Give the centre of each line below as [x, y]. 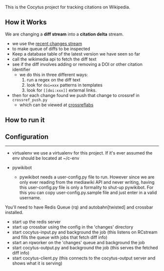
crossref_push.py [30, 100]
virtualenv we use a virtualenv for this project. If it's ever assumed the [82, 153]
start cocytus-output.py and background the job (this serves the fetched [85, 248]
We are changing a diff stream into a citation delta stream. [64, 34]
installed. [14, 213]
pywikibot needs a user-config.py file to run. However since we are [87, 177]
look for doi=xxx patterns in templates [64, 85]
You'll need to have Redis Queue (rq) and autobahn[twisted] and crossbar [79, 207]
